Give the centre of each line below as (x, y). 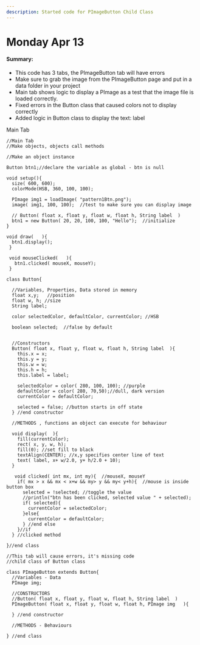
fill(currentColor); (43, 439)
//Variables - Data (36, 578)
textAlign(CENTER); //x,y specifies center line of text (91, 455)
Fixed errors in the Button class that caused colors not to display (96, 105)
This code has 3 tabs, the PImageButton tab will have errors (90, 73)
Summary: (20, 59)
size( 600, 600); (34, 184)
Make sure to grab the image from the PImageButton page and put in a (103, 79)
